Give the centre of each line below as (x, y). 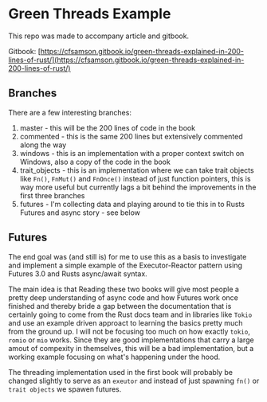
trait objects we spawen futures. (65, 389)
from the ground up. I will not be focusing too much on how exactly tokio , (130, 331)
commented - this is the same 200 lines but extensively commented (131, 136)
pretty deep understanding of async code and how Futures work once (124, 297)
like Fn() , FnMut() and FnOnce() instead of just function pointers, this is (135, 178)
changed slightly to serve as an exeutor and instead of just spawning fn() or (134, 381)
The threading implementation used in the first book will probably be (121, 372)
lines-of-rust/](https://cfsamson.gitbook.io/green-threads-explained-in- (126, 60)
